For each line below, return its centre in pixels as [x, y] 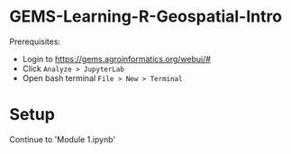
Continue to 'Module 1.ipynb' [62, 139]
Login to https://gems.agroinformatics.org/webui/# [117, 59]
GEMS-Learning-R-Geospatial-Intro [145, 17]
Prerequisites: [35, 41]
